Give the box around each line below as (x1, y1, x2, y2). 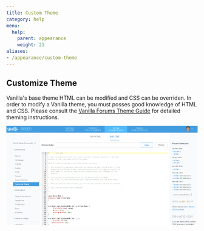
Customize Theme (6, 78, 77, 88)
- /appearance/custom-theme (6, 55, 78, 61)
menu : (6, 22, 20, 29)
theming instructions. (6, 113, 59, 121)
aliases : (6, 49, 29, 55)
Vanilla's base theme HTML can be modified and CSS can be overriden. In (6, 94, 192, 102)
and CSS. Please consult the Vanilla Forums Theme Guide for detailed (6, 107, 181, 114)
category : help (6, 16, 45, 22)
